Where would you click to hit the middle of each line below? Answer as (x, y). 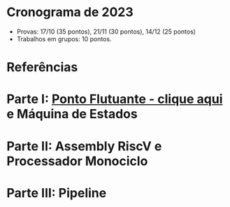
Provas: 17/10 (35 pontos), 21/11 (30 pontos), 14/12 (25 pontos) (106, 31)
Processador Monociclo (77, 161)
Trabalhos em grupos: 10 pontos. (64, 38)
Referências (42, 67)
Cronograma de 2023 (70, 12)
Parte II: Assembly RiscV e (84, 146)
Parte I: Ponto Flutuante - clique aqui (115, 99)
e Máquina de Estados (72, 114)
